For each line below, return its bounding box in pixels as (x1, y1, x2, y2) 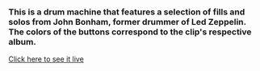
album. (8, 36, 36, 47)
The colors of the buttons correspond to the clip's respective (8, 26, 252, 37)
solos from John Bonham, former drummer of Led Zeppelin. (8, 16, 246, 27)
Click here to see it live (8, 54, 85, 64)
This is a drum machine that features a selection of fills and (8, 6, 245, 18)
